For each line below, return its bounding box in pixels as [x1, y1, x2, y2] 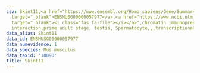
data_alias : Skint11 [6, 31, 58, 36]
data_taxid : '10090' [6, 52, 58, 58]
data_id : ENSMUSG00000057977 [6, 36, 79, 42]
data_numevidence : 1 [6, 42, 58, 48]
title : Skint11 [6, 58, 44, 64]
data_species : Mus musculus [6, 47, 76, 53]
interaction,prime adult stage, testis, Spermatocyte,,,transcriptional [11, 25, 196, 31]
